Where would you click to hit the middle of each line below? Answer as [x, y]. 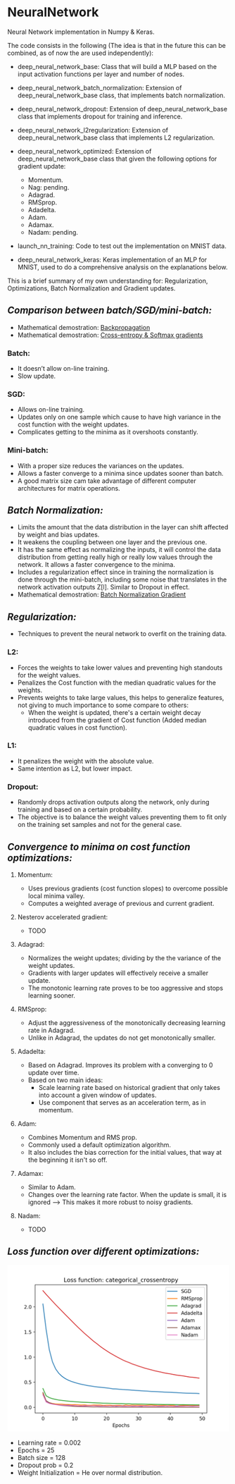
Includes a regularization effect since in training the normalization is [116, 572]
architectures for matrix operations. [69, 488]
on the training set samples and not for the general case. [100, 825]
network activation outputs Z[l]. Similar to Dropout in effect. [103, 587]
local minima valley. [56, 895]
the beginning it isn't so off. [68, 1160]
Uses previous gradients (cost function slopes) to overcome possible [128, 888]
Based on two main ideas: [65, 1080]
